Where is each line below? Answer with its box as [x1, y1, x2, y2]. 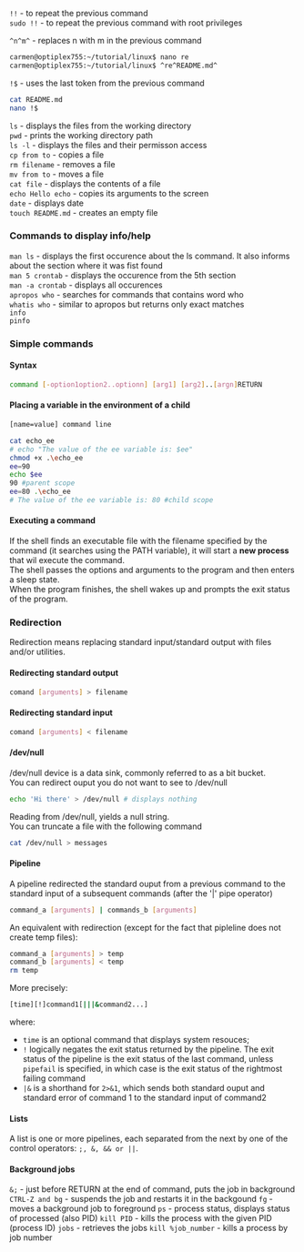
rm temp [9, 966, 39, 975]
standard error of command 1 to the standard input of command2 [22, 1092, 267, 1104]
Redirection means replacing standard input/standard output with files [9, 637, 272, 648]
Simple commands [9, 337, 94, 349]
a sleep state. [9, 574, 60, 585]
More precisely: [9, 983, 68, 994]
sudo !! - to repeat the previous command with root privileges [9, 17, 243, 28]
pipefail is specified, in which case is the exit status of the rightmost [22, 1064, 283, 1075]
